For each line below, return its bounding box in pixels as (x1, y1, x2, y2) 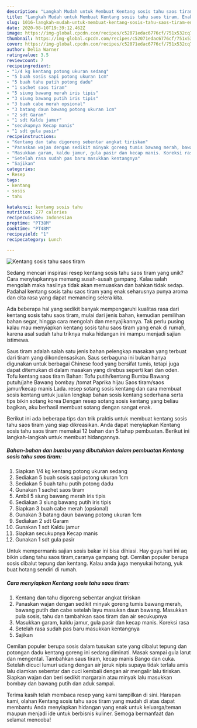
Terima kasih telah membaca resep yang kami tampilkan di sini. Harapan (6, 691, 181, 699)
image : (6, 30, 23, 36)
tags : (6, 177, 20, 183)
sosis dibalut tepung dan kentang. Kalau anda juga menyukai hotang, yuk (6, 560, 183, 567)
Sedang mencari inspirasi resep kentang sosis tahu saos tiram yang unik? (6, 269, 184, 276)
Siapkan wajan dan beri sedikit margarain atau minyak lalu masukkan (6, 674, 172, 681)
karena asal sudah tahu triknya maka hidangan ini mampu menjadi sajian (6, 330, 181, 337)
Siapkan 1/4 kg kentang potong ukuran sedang (15, 468, 128, 475)
